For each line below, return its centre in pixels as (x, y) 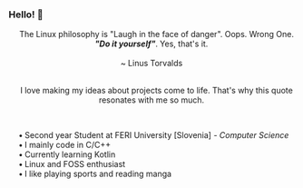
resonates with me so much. (151, 100)
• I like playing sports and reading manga (95, 174)
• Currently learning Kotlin (67, 154)
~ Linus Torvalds (151, 64)
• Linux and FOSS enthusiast (72, 164)
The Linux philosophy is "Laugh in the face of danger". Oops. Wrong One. (156, 35)
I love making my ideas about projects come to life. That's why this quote (157, 91)
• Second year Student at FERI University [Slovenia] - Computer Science (154, 135)
